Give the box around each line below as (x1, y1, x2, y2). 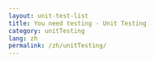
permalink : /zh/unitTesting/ (8, 42, 107, 50)
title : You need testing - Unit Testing (8, 19, 148, 27)
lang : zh (8, 34, 38, 43)
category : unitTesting (8, 27, 85, 35)
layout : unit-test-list (8, 11, 89, 20)
